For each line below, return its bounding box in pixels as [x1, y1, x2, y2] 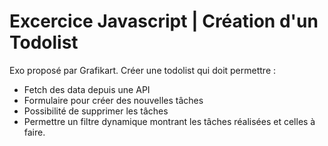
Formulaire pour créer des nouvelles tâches [23, 94, 204, 106]
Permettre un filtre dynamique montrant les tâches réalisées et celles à [23, 115, 316, 127]
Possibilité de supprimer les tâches [23, 105, 169, 117]
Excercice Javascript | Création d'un [9, 10, 319, 33]
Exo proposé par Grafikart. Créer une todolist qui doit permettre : [9, 64, 277, 76]
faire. [23, 126, 46, 138]
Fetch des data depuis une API [23, 83, 151, 95]
